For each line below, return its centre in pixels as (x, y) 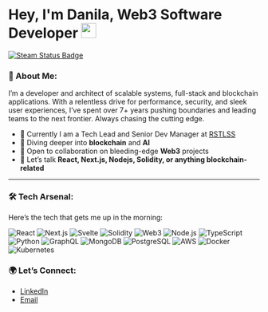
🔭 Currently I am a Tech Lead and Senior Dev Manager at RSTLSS (128, 134)
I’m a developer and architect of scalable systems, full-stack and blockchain (133, 93)
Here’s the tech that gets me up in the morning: (86, 217)
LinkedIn (34, 291)
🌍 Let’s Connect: (42, 271)
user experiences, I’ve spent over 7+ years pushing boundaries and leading (132, 110)
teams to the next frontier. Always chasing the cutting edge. (106, 119)
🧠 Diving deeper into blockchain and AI (85, 143)
